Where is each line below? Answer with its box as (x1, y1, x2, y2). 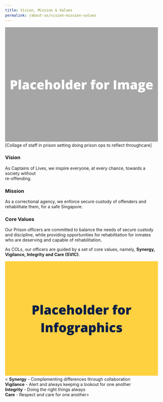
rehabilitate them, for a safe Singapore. (5, 204, 83, 210)
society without (5, 170, 36, 176)
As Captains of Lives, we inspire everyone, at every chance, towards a (5, 165, 146, 171)
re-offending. (5, 175, 32, 181)
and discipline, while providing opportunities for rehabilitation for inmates (5, 232, 151, 238)
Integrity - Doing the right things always (5, 387, 86, 392)
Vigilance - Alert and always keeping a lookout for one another (5, 382, 131, 387)
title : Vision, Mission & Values (5, 8, 73, 13)
